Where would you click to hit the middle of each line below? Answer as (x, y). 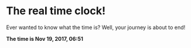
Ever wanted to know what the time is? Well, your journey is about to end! (96, 27)
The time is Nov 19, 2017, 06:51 (45, 39)
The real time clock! (56, 11)
